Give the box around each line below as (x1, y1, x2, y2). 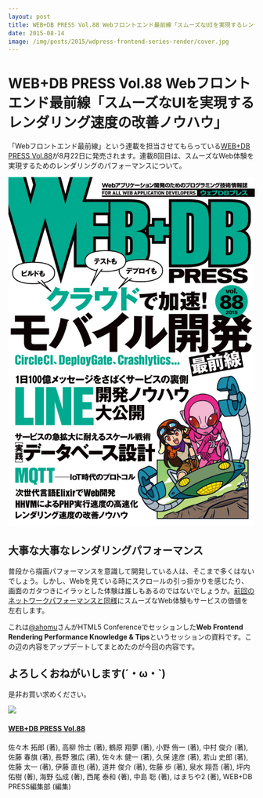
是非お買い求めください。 (8, 689, 91, 698)
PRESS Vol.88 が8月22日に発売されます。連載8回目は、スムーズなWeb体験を (8, 151, 254, 161)
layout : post (8, 13, 51, 20)
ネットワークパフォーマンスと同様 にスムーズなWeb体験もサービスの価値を (8, 596, 249, 605)
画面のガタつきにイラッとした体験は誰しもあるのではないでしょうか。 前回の (8, 585, 255, 596)
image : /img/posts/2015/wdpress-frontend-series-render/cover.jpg (8, 38, 229, 46)
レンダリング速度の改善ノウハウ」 (8, 114, 229, 132)
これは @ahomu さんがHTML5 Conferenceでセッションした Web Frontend (8, 622, 244, 632)
